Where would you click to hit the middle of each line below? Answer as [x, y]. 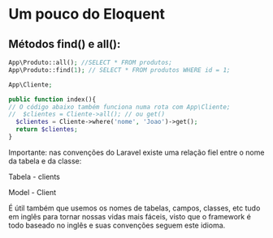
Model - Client [32, 192]
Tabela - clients [35, 176]
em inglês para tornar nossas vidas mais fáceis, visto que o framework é [130, 216]
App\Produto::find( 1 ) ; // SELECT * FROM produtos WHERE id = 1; [119, 70]
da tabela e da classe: [45, 161]
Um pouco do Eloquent [87, 14]
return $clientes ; [47, 130]
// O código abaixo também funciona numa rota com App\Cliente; [119, 107]
